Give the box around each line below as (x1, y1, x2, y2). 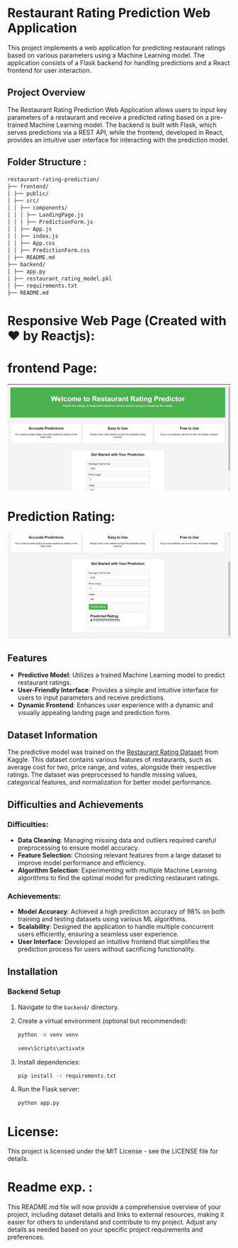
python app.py (17, 1100, 59, 1107)
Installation (7, 965, 58, 977)
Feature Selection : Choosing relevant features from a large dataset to (17, 850, 222, 859)
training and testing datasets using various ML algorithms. (17, 915, 188, 923)
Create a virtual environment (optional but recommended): (17, 1016, 188, 1025)
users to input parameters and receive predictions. (17, 693, 166, 702)
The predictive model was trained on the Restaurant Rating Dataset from (7, 748, 218, 756)
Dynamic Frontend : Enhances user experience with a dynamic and (17, 701, 214, 709)
